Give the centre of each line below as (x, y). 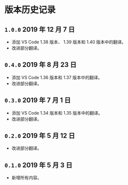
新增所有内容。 (26, 178)
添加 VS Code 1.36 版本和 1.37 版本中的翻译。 (57, 77)
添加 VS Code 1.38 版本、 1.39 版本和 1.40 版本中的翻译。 (69, 42)
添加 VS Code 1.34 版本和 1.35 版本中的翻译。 (57, 113)
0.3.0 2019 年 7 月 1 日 (38, 100)
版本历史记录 (30, 10)
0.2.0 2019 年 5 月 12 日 (40, 136)
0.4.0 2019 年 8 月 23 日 (41, 65)
